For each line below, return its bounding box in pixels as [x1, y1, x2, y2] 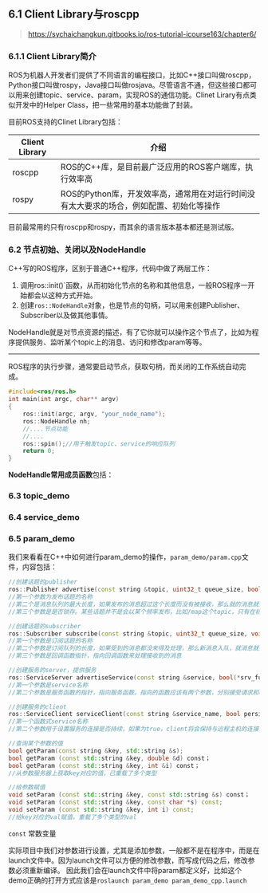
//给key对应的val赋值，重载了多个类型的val [8, 812, 137, 821]
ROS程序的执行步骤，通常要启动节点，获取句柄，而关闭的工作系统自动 [8, 362, 239, 372]
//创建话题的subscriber [8, 622, 81, 630]
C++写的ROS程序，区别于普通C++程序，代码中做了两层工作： [8, 264, 213, 273]
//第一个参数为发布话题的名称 [8, 593, 93, 601]
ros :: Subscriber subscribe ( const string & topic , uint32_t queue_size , [8, 629, 248, 638]
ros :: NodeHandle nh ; [22, 417, 91, 425]
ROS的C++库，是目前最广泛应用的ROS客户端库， [60, 162, 246, 173]
